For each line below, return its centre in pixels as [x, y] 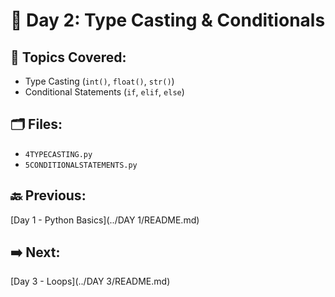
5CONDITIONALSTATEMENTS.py [81, 165]
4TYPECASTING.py [58, 154]
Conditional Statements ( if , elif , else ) [104, 92]
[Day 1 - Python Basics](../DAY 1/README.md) [105, 220]
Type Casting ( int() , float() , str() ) [99, 81]
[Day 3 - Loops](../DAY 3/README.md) [90, 281]
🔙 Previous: [48, 195]
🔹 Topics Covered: [68, 57]
